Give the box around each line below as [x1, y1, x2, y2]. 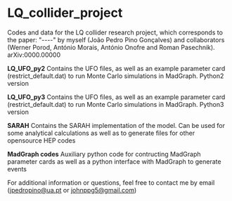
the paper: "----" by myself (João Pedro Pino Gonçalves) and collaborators [7, 35, 225, 44]
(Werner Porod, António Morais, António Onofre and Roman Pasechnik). [7, 43, 216, 51]
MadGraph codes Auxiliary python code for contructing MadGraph [7, 150, 202, 158]
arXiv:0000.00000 [7, 51, 61, 59]
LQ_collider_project [7, 5, 123, 21]
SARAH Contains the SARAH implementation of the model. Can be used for [7, 121, 225, 129]
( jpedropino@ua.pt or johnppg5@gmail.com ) [7, 186, 137, 194]
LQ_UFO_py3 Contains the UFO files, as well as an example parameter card [7, 93, 226, 101]
